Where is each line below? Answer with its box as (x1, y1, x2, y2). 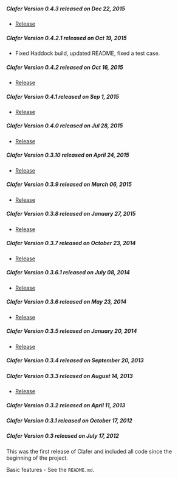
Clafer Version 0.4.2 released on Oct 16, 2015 (6, 63, 123, 71)
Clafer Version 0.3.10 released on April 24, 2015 (6, 151, 129, 159)
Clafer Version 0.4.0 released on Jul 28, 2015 (6, 122, 123, 129)
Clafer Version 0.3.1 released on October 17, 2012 (6, 416, 132, 424)
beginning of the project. (6, 454, 69, 462)
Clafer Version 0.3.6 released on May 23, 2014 (6, 298, 126, 305)
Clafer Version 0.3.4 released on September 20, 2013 (6, 357, 144, 364)
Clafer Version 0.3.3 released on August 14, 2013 (6, 372, 133, 379)
